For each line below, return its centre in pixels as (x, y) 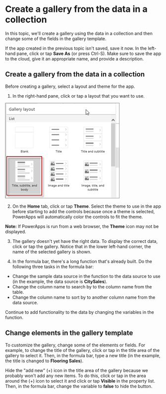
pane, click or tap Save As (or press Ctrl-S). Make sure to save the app (89, 54)
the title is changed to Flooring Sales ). (44, 361)
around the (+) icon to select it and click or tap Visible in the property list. (80, 381)
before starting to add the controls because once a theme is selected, (83, 211)
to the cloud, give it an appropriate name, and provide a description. (74, 58)
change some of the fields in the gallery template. (56, 39)
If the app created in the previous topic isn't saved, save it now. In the (76, 48)
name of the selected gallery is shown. (52, 252)
